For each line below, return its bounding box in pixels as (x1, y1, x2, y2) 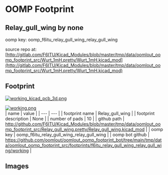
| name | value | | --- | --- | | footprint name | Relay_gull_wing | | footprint (5, 110, 155, 116)
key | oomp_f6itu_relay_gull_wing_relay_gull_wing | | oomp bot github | (5, 131, 149, 137)
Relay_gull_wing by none (5, 23, 84, 32)
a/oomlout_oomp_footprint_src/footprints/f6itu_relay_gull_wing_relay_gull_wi (5, 142, 162, 148)
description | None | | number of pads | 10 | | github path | (5, 115, 124, 121)
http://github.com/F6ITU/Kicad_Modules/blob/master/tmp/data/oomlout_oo (5, 121, 161, 127)
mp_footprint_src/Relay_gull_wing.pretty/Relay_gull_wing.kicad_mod (5, 126, 145, 132)
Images (5, 162, 29, 170)
